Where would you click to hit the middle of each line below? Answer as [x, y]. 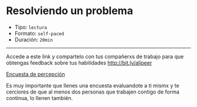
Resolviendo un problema [70, 11]
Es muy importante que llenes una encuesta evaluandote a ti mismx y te [93, 85]
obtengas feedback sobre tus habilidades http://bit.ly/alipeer [79, 62]
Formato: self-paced [39, 33]
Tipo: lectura [31, 27]
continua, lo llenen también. [40, 98]
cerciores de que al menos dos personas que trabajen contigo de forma [93, 92]
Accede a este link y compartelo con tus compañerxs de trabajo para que [95, 56]
